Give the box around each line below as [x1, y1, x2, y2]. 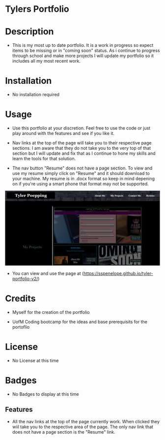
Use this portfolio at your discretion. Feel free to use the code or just [12, 125, 151, 131]
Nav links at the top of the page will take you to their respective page [12, 140, 152, 146]
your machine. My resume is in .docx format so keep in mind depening [12, 176, 155, 181]
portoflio [12, 324, 30, 330]
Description [5, 26, 54, 37]
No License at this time [12, 358, 59, 364]
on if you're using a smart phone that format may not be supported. [12, 181, 149, 187]
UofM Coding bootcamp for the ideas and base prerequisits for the [12, 319, 147, 325]
